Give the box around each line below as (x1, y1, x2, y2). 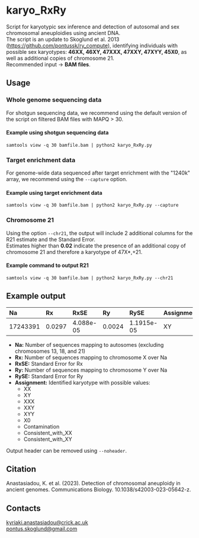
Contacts (6, 503, 41, 513)
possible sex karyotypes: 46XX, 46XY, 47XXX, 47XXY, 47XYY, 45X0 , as (6, 48, 187, 55)
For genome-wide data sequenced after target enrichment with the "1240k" (6, 169, 191, 176)
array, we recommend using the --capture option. (6, 176, 127, 183)
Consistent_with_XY (23, 436, 72, 443)
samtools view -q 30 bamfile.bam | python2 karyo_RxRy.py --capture (6, 202, 179, 208)
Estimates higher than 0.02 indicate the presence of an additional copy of (6, 242, 186, 249)
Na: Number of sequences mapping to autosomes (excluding (14, 341, 164, 348)
